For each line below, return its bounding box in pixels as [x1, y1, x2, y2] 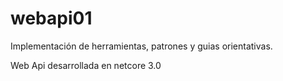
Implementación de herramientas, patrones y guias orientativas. [10, 40, 273, 52]
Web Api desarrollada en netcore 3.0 [10, 59, 162, 71]
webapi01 [10, 7, 93, 30]
